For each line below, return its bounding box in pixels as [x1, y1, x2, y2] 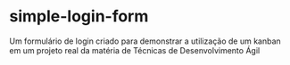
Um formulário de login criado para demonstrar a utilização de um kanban [9, 36, 281, 46]
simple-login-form [9, 6, 149, 27]
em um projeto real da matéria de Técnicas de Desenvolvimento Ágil [9, 45, 261, 55]
